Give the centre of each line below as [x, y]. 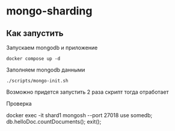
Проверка [19, 104]
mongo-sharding [49, 11]
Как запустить [35, 33]
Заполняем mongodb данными [46, 70]
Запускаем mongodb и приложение [52, 47]
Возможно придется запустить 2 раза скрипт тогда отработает [88, 92]
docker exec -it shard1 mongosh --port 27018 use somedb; [79, 115]
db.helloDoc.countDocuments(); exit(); [54, 122]
